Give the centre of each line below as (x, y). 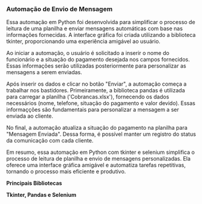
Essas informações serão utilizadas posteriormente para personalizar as (96, 66)
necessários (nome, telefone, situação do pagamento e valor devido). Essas (101, 103)
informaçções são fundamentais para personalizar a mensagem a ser (93, 110)
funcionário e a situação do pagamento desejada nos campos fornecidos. (98, 60)
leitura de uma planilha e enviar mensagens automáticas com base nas (95, 28)
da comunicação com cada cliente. (50, 141)
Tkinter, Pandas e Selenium (41, 195)
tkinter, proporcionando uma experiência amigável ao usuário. (83, 42)
